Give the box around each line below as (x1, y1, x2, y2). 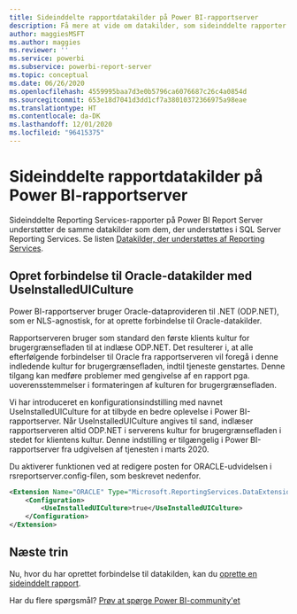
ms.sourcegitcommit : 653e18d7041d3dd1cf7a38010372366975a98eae (9, 95, 247, 105)
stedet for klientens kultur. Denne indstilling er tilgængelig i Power (9, 434, 249, 445)
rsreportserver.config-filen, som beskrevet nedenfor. (9, 470, 202, 481)
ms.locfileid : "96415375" (9, 128, 104, 137)
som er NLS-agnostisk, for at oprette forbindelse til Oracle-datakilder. (9, 315, 263, 326)
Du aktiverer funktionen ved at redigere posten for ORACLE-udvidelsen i (9, 461, 272, 471)
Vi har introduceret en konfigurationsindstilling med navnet (9, 396, 224, 408)
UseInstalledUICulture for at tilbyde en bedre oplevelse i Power (9, 406, 239, 416)
